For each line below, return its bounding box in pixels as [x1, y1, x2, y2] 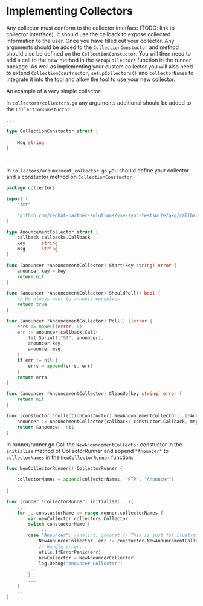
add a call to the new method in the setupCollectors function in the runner [6, 56, 192, 64]
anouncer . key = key [17, 268, 66, 274]
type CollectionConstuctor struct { [6, 128, 98, 134]
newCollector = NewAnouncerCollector [38, 555, 134, 561]
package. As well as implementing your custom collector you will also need [6, 62, 193, 70]
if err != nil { [17, 357, 59, 363]
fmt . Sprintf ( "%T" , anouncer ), [28, 334, 104, 341]
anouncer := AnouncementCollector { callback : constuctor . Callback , [17, 419, 188, 425]
